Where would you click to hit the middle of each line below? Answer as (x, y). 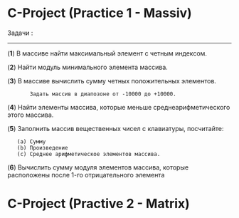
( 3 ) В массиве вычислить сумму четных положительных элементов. (112, 81)
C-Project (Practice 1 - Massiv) (100, 13)
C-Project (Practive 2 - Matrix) (99, 204)
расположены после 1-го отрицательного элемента (86, 175)
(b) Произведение (43, 147)
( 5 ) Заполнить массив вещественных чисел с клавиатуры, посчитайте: (116, 128)
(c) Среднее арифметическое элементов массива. (89, 154)
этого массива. (31, 115)
